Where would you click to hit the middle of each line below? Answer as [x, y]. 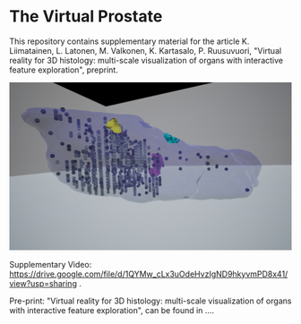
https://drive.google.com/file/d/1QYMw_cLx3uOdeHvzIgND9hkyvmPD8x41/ [149, 274]
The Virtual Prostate [86, 17]
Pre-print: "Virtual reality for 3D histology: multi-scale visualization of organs [150, 301]
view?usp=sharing [43, 283]
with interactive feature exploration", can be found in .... [112, 310]
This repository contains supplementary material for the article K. [129, 41]
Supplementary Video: [51, 264]
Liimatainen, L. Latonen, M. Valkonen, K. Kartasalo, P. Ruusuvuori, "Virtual [146, 50]
